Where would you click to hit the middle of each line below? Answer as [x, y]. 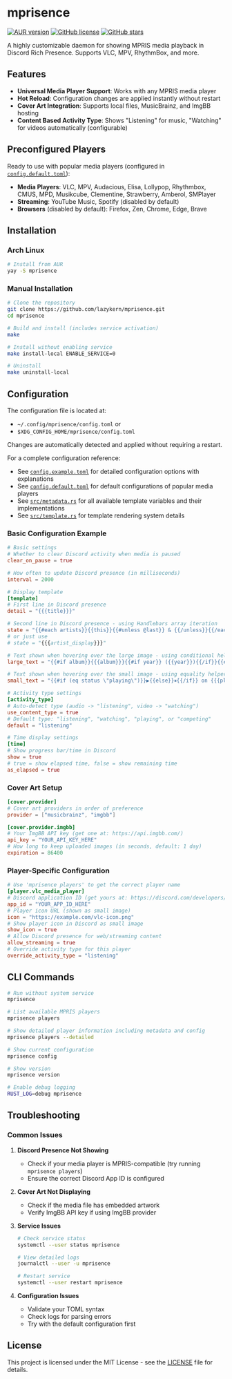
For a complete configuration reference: [64, 458]
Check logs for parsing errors [69, 1316]
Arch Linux [26, 250]
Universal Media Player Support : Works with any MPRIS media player [117, 91]
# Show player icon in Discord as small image [75, 924]
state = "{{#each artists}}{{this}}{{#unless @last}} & [89, 630]
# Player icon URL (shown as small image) [69, 911]
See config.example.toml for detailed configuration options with [108, 471]
